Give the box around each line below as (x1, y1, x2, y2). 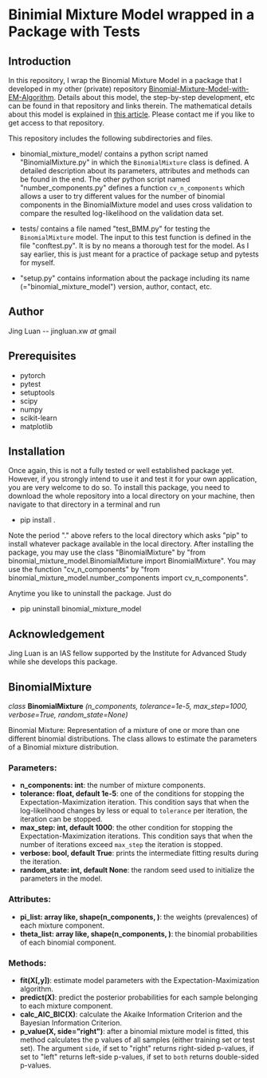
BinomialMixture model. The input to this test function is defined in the (19, 233, 252, 241)
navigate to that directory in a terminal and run (8, 499, 161, 509)
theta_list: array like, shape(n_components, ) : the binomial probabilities (19, 929, 257, 938)
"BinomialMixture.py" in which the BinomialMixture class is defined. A (19, 157, 249, 167)
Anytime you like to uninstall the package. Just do (8, 589, 172, 599)
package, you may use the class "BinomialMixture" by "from (8, 547, 206, 557)
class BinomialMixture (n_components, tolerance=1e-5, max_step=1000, (8, 702, 249, 711)
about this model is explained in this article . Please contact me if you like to (8, 109, 255, 119)
